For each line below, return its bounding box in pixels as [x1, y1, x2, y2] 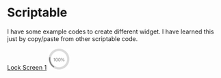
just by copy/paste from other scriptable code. [7, 34, 138, 42]
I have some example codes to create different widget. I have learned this [7, 27, 214, 36]
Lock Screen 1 [7, 63, 47, 71]
